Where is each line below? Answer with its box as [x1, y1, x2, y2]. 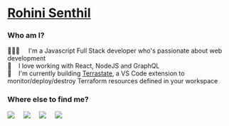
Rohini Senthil [7, 5, 91, 21]
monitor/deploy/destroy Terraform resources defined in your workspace [7, 77, 218, 85]
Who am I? [7, 31, 45, 41]
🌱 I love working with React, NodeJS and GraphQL [7, 62, 160, 70]
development [7, 54, 46, 63]
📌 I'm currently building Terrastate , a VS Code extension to [7, 69, 185, 78]
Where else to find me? [7, 95, 89, 105]
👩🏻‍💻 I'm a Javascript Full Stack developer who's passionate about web [7, 46, 223, 55]
